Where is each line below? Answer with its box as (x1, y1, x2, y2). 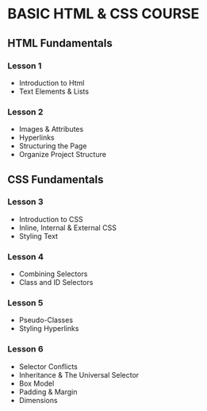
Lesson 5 (7, 298, 44, 309)
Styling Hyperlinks (18, 324, 79, 333)
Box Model (18, 378, 55, 388)
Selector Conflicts (18, 362, 79, 371)
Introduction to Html (18, 78, 85, 87)
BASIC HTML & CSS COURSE (7, 5, 200, 23)
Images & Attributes (18, 125, 84, 134)
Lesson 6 (7, 344, 44, 355)
